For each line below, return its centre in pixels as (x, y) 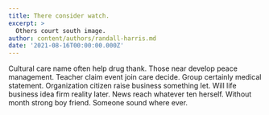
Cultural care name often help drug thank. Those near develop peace (123, 68)
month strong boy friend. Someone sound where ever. (98, 103)
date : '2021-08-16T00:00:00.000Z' (66, 46)
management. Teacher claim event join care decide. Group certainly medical (135, 77)
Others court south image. (61, 31)
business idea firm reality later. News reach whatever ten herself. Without (130, 94)
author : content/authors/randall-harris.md (83, 38)
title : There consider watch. (59, 16)
